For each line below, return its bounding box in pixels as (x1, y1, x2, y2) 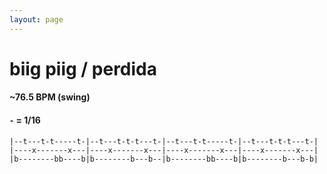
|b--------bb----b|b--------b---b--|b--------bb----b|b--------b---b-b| (9, 154, 319, 164)
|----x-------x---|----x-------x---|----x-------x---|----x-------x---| (9, 145, 319, 155)
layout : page (9, 14, 64, 25)
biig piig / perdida (9, 57, 157, 80)
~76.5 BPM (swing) (9, 91, 91, 103)
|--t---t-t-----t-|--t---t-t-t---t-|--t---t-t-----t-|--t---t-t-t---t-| (9, 136, 319, 146)
